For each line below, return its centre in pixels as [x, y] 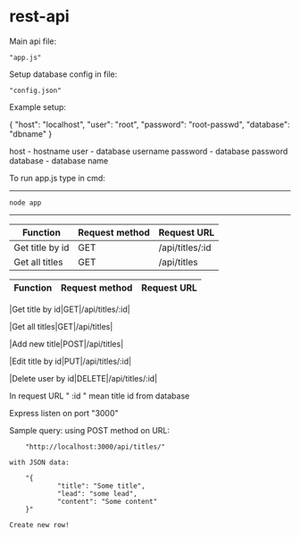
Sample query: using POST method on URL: [90, 430]
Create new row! [39, 524]
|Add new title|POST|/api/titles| [67, 344]
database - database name [59, 160]
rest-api [39, 17]
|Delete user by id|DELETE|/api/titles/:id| [83, 378]
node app [25, 203]
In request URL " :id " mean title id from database [100, 396]
